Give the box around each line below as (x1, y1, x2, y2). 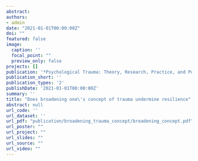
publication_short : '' (6, 74, 62, 80)
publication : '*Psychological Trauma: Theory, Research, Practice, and (6, 69, 186, 75)
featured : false (6, 36, 46, 42)
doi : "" (6, 31, 25, 37)
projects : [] (6, 63, 38, 70)
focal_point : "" (11, 52, 51, 58)
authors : (6, 14, 28, 20)
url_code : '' (6, 107, 38, 113)
